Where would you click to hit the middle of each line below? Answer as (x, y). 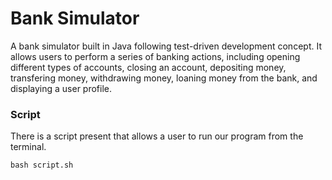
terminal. (28, 147)
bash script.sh (42, 165)
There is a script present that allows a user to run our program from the (157, 136)
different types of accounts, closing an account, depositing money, (148, 67)
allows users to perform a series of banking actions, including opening (155, 56)
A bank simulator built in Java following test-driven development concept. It (166, 46)
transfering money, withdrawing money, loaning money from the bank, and (164, 78)
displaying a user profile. (61, 88)
